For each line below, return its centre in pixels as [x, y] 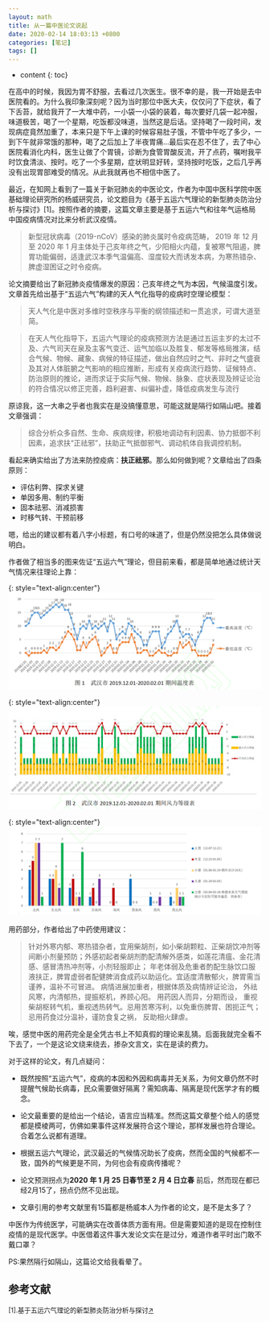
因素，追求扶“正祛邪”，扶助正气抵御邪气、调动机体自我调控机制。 [137, 443]
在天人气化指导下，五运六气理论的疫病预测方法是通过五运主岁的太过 [141, 338]
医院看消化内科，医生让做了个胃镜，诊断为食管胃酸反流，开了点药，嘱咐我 [131, 152]
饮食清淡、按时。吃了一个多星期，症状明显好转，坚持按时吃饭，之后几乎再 [138, 162]
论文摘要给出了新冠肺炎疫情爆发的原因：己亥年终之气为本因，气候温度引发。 [135, 284]
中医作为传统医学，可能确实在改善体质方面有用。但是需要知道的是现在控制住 [135, 1224]
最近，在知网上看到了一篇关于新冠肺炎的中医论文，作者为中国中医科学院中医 [135, 189]
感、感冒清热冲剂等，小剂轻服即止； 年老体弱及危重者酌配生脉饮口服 [141, 966]
